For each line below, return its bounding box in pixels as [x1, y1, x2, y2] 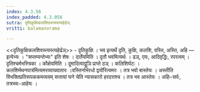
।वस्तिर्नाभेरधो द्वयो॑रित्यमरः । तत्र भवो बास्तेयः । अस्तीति [68, 66, 174, 74]
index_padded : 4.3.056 [6, 14, 63, 20]
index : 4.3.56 [6, 8, 42, 15]
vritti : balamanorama [6, 25, 60, 31]
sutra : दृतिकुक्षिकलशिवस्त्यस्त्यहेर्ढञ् [6, 20, 70, 26]
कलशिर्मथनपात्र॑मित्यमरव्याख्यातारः [6, 66, 67, 74]
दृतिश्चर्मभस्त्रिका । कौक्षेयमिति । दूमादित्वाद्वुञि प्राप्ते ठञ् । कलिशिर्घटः [6, 60, 136, 67]
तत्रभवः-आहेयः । [6, 80, 38, 87]
